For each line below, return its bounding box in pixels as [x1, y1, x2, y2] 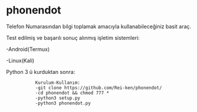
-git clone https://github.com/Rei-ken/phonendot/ [35, 84, 162, 91]
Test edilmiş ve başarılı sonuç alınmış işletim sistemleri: [6, 34, 140, 41]
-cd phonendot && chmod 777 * [35, 90, 110, 96]
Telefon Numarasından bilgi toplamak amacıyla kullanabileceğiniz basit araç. [6, 23, 192, 30]
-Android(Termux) [6, 45, 50, 53]
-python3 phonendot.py [35, 100, 91, 106]
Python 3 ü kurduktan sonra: [6, 68, 75, 75]
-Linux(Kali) [6, 57, 35, 64]
